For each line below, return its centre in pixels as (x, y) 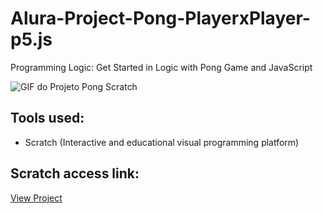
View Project (36, 198)
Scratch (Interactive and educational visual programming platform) (162, 142)
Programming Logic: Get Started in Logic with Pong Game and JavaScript (161, 67)
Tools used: (47, 118)
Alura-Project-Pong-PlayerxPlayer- (160, 18)
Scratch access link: (75, 173)
